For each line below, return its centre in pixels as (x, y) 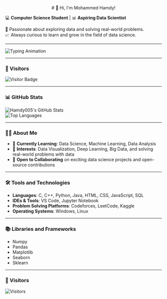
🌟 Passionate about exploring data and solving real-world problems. (75, 29)
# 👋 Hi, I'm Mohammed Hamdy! (83, 8)
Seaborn (21, 258)
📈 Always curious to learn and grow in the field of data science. (71, 35)
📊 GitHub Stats (24, 98)
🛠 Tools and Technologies (38, 183)
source (20, 165)
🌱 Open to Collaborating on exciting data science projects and (77, 159)
